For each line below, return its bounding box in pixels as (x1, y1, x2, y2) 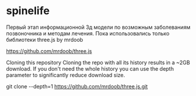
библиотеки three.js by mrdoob (6, 36, 84, 43)
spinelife (6, 4, 50, 18)
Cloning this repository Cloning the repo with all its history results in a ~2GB (6, 59, 190, 66)
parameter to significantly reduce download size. (6, 71, 125, 78)
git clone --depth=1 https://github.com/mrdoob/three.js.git (6, 82, 148, 90)
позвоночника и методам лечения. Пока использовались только (6, 29, 170, 37)
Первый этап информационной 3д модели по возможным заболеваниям (6, 24, 191, 31)
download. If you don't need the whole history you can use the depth (6, 65, 174, 72)
